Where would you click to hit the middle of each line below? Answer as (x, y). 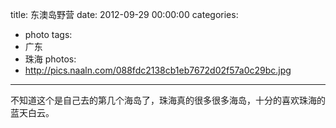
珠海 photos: (50, 59)
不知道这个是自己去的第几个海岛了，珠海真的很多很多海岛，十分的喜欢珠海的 (168, 100)
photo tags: (48, 34)
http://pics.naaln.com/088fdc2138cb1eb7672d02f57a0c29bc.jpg (158, 70)
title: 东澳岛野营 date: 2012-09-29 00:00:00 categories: (124, 14)
